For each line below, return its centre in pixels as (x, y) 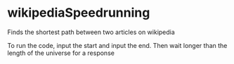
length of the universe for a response (61, 53)
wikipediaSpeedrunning (79, 13)
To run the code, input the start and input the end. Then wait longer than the (117, 45)
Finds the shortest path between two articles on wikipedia (91, 32)
